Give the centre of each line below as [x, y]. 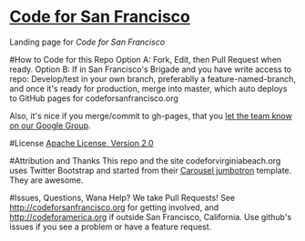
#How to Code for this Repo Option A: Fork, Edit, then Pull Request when [146, 59]
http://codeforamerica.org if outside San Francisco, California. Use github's [151, 216]
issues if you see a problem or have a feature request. [111, 226]
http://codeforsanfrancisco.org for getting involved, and [114, 207]
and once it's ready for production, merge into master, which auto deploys [148, 88]
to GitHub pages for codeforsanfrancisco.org [94, 98]
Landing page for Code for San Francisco [87, 42]
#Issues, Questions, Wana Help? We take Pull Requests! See [122, 197]
